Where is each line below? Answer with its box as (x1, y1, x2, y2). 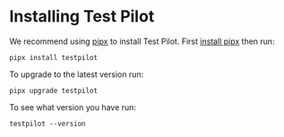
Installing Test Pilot (9, 6, 155, 27)
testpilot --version (9, 119, 87, 128)
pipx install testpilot (9, 53, 99, 62)
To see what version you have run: (9, 101, 137, 113)
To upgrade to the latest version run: (9, 69, 144, 80)
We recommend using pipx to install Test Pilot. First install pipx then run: (9, 36, 275, 47)
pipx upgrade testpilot (9, 86, 99, 95)
